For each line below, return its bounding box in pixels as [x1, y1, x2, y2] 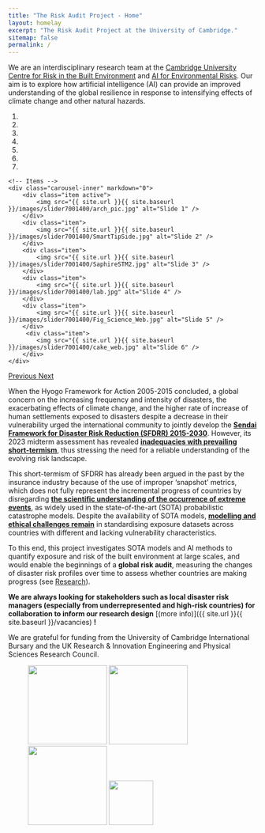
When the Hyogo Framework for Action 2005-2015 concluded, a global [8, 387, 239, 396]
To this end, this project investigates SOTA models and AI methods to [8, 543, 233, 553]
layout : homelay [8, 19, 62, 27]
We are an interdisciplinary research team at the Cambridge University [8, 62, 237, 72]
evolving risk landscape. [8, 454, 88, 464]
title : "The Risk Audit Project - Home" [8, 11, 144, 20]
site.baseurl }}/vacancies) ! [8, 618, 97, 627]
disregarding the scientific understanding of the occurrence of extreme [8, 494, 246, 504]
